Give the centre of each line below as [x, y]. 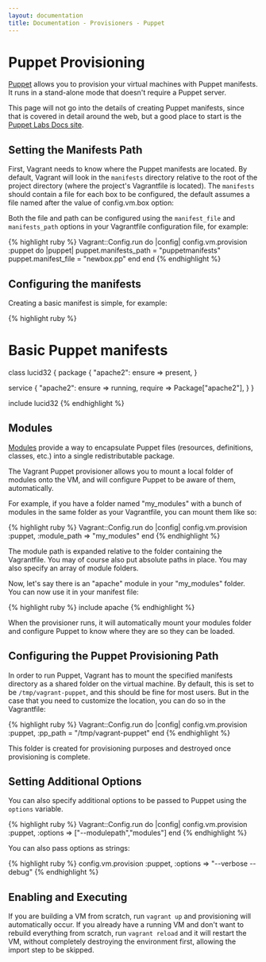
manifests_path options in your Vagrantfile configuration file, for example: [128, 226]
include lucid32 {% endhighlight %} [66, 403]
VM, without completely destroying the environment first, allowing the [122, 941]
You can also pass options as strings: [69, 848]
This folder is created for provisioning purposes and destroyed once [120, 748]
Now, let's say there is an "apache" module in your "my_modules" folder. [127, 583]
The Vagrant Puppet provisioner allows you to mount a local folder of [121, 471]
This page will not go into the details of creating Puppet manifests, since [126, 108]
